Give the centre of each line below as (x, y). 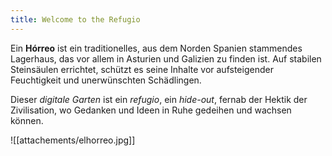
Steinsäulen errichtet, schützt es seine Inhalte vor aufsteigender (142, 69)
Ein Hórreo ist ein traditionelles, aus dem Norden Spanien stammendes (156, 48)
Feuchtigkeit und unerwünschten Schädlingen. (106, 80)
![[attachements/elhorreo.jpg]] (73, 140)
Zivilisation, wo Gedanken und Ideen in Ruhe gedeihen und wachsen (151, 110)
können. (27, 120)
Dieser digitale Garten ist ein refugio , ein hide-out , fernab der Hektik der (159, 99)
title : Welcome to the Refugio (75, 19)
